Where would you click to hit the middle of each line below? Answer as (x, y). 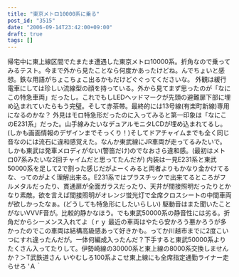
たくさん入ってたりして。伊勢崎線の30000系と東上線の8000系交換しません (118, 249)
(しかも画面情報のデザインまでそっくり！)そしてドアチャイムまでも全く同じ (118, 133)
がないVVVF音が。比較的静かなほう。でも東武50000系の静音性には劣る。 (116, 213)
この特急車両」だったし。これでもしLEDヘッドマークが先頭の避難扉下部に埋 (119, 98)
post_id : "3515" (31, 21)
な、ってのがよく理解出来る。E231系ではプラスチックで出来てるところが (114, 177)
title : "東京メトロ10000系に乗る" (54, 14)
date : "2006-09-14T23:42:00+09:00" (60, 27)
